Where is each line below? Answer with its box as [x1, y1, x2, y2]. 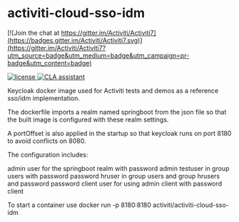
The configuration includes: [7, 150, 88, 159]
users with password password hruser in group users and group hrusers [7, 171, 220, 180]
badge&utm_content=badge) [7, 58, 92, 67]
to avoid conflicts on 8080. [7, 137, 86, 145]
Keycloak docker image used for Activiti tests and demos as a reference [7, 86, 219, 95]
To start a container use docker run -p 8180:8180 [7, 201, 152, 209]
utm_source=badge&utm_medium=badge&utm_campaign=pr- [7, 51, 190, 60]
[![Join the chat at [7, 28, 60, 37]
